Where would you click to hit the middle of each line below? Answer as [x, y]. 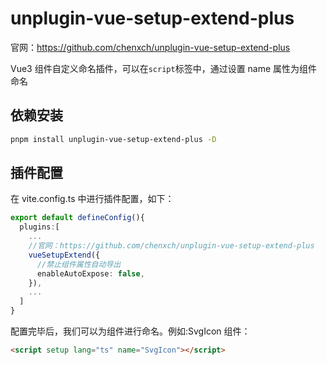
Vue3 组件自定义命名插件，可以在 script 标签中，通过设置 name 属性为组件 [164, 68]
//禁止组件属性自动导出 [79, 264]
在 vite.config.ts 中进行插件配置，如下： [92, 199]
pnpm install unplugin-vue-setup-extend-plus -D [113, 139]
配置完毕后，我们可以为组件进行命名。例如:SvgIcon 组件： [130, 331]
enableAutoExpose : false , [90, 273]
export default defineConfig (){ [77, 218]
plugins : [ [39, 227]
